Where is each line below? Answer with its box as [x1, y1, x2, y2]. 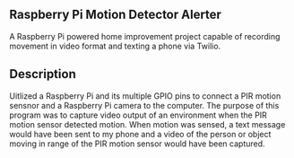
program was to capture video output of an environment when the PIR [9, 110, 267, 120]
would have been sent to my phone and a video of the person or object [9, 128, 272, 139]
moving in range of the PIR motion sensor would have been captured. [9, 138, 266, 149]
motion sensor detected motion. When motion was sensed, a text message [9, 118, 286, 129]
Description [9, 66, 76, 82]
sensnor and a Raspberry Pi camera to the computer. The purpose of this [9, 100, 280, 110]
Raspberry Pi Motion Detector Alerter [9, 7, 222, 22]
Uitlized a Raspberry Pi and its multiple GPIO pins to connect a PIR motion [9, 90, 281, 101]
